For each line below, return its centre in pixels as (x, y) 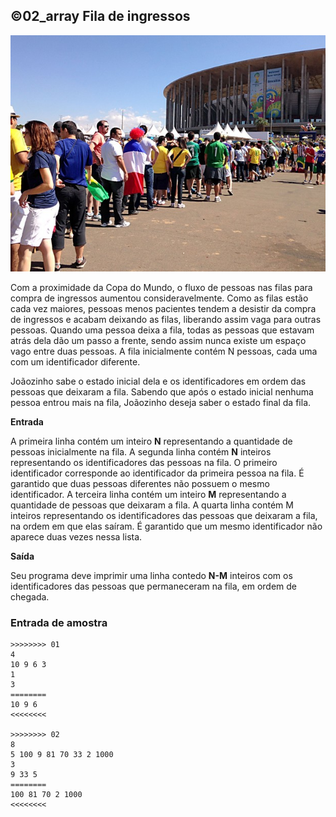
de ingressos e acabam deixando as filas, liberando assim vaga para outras (166, 319)
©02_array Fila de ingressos (100, 16)
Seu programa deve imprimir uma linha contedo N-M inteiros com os (151, 575)
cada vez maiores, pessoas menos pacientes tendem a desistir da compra (163, 308)
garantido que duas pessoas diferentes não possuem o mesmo (140, 483)
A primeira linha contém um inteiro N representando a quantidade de (151, 441)
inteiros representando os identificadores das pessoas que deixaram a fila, (164, 515)
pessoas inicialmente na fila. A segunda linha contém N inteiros (141, 451)
